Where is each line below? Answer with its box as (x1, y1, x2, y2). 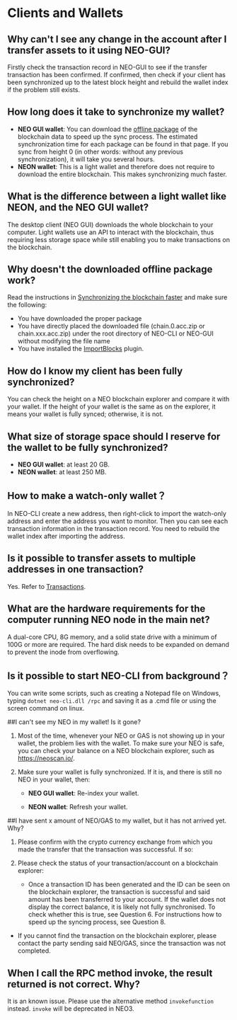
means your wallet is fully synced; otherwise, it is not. (7, 410, 164, 418)
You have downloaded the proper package (17, 314, 142, 323)
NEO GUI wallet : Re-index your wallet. (28, 789, 139, 798)
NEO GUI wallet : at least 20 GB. (17, 460, 110, 469)
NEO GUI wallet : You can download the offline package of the (17, 125, 198, 133)
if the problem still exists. (7, 86, 81, 93)
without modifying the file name (17, 337, 111, 345)
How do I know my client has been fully (7, 365, 183, 377)
